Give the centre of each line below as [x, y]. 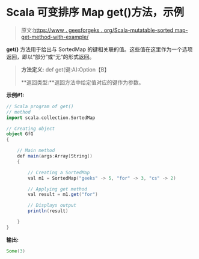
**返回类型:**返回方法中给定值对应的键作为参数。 [82, 82]
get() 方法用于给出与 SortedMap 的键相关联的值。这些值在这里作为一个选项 [99, 49]
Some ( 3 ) [16, 251]
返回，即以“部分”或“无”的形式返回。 [51, 56]
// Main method [36, 151]
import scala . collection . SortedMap [51, 118]
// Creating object [31, 129]
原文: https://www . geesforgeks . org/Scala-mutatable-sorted [97, 30]
